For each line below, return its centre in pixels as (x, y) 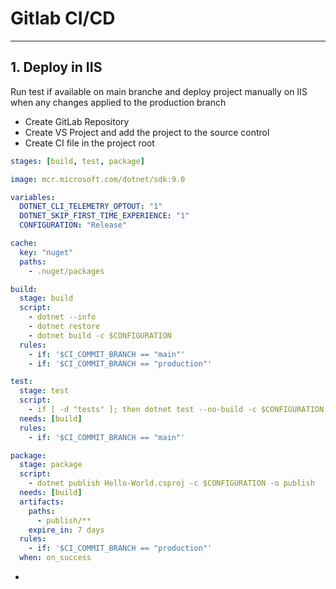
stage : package (51, 465)
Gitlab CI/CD (63, 18)
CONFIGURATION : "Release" (73, 225)
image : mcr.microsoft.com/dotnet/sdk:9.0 (98, 179)
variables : (33, 197)
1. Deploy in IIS (56, 67)
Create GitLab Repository (77, 121)
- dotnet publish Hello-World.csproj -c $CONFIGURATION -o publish (171, 483)
